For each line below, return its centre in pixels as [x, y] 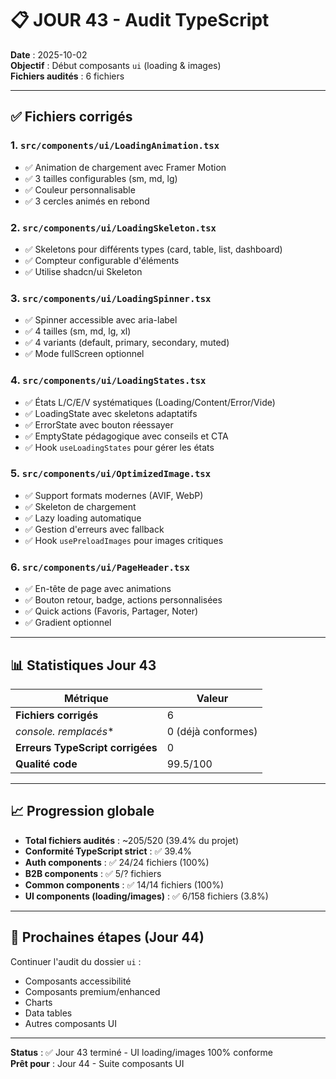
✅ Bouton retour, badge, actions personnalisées [123, 600]
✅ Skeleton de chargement [80, 506]
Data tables [48, 1013]
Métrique [86, 698]
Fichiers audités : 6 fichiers [67, 76]
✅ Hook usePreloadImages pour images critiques [124, 540]
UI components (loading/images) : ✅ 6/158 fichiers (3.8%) [146, 896]
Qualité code [46, 764]
